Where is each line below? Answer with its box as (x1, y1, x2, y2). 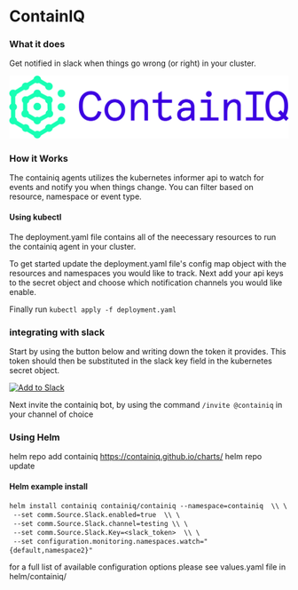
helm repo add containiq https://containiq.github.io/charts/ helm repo (9, 451, 263, 462)
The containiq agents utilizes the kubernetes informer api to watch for (9, 172, 264, 183)
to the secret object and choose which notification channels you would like (9, 277, 283, 288)
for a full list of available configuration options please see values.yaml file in (9, 562, 286, 572)
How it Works (9, 153, 68, 165)
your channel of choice (9, 409, 94, 419)
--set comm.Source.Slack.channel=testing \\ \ (12, 520, 189, 529)
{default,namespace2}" (9, 546, 93, 555)
